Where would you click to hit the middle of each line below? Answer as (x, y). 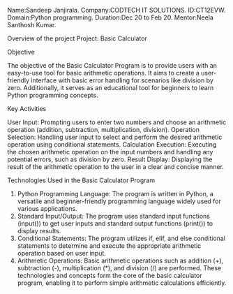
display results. (39, 231)
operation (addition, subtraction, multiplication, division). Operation (104, 130)
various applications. (47, 208)
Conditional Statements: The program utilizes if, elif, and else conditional (121, 238)
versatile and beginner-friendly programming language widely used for (119, 201)
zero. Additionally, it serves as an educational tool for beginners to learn (111, 88)
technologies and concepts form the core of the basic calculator (110, 275)
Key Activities (27, 109)
